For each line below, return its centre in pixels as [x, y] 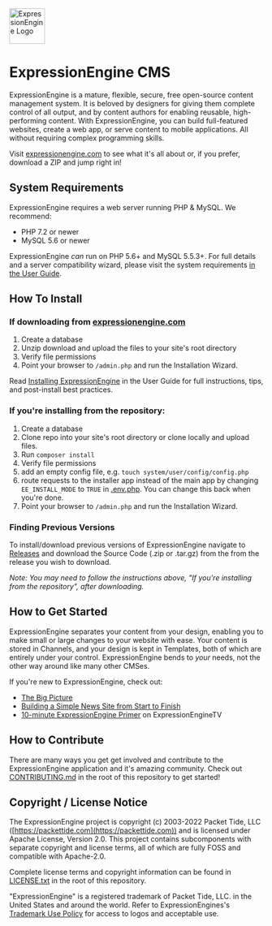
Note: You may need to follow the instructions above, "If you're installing [131, 578]
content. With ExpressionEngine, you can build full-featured [148, 120]
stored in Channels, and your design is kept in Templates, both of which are [136, 648]
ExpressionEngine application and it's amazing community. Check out [126, 768]
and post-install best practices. [61, 390]
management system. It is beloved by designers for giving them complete [132, 103]
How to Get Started [58, 612]
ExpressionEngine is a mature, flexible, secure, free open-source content [132, 95]
